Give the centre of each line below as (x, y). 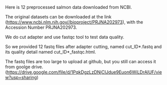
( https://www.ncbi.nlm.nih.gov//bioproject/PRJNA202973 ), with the (74, 22)
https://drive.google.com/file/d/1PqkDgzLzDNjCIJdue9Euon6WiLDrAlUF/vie (84, 72)
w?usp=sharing (21, 77)
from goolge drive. (24, 67)
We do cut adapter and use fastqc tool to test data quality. (65, 37)
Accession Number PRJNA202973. (41, 27)
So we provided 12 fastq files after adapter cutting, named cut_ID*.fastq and (83, 46)
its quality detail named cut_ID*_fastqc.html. (51, 52)
